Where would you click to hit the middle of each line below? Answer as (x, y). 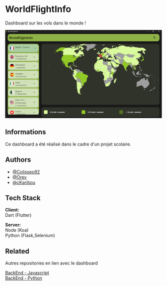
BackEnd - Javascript (27, 273)
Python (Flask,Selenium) (30, 236)
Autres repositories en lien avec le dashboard (52, 263)
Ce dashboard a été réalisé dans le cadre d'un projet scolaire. (68, 144)
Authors (18, 160)
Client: (12, 210)
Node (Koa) (17, 230)
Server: (13, 225)
